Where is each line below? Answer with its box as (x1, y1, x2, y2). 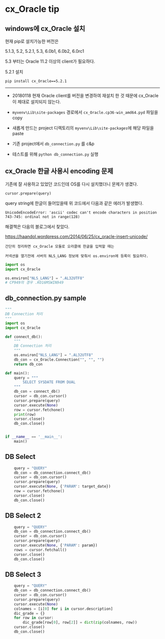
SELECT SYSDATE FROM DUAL (23, 380, 76, 385)
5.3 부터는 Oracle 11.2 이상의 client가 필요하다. (5, 58, 95, 64)
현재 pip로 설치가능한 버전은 (5, 38, 59, 44)
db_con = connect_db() (14, 389, 60, 394)
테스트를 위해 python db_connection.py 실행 (12, 151, 99, 157)
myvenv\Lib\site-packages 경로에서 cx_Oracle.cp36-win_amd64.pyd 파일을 (12, 110, 159, 115)
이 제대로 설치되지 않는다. (12, 99, 61, 105)
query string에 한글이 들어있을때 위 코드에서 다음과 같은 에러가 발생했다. (5, 200, 144, 206)
